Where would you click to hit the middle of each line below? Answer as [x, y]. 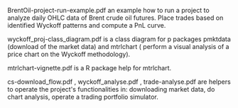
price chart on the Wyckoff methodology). [69, 54]
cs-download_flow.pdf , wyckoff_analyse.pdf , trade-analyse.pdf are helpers [119, 82]
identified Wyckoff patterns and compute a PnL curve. [87, 25]
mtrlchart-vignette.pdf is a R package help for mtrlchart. [90, 68]
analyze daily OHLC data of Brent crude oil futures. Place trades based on [115, 18]
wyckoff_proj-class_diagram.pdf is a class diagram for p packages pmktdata [119, 39]
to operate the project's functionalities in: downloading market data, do [111, 89]
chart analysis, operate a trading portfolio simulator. [83, 97]
